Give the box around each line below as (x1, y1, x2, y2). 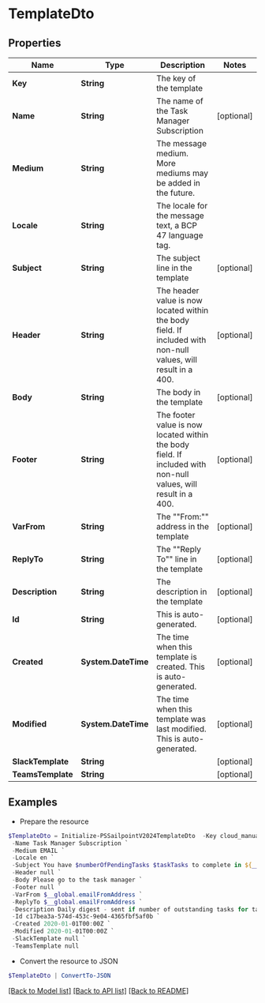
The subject (156, 253, 201, 263)
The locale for (156, 201, 208, 211)
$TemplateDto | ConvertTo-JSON (8, 971, 111, 979)
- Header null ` (11, 869, 62, 877)
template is (156, 652, 197, 662)
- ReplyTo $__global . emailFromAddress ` (11, 898, 144, 906)
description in (156, 586, 207, 597)
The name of (156, 96, 203, 107)
